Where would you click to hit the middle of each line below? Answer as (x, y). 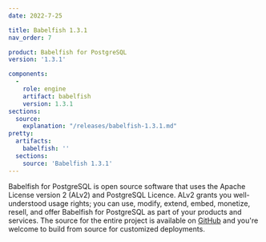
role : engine (44, 89)
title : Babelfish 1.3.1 (48, 30)
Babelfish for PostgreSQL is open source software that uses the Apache (127, 186)
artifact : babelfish (57, 96)
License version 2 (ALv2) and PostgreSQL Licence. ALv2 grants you (120, 195)
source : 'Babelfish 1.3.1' (68, 163)
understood (27, 203)
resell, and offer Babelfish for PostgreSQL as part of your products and (125, 212)
